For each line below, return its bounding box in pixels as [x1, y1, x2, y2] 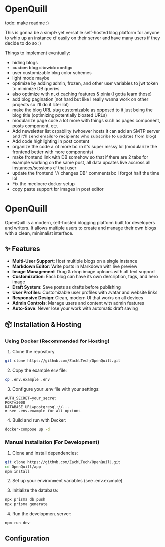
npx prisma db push [5, 497, 46, 502]
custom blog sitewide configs [12, 65, 73, 70]
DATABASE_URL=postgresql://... [5, 405, 70, 410]
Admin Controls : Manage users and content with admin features [12, 300, 145, 306]
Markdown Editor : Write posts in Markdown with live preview [12, 263, 138, 269]
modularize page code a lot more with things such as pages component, [12, 117, 160, 123]
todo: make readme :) [5, 20, 49, 26]
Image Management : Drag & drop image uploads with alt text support [12, 268, 155, 274]
